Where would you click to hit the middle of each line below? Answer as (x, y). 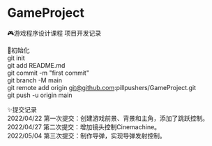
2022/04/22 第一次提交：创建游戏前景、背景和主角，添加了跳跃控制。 (108, 118)
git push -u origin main (40, 95)
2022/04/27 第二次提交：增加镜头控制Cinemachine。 (84, 126)
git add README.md (36, 65)
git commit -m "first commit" (48, 73)
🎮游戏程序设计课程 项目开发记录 (54, 33)
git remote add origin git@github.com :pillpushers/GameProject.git (102, 87)
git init (16, 58)
